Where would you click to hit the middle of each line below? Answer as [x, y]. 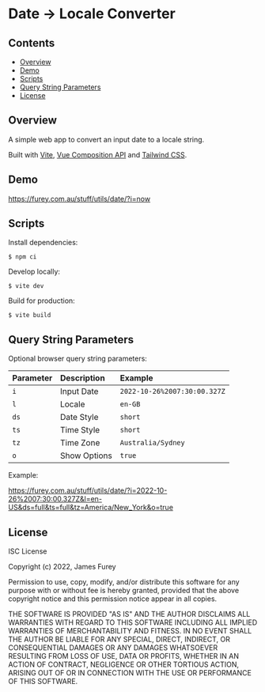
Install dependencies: [43, 243]
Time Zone [80, 443]
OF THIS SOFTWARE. [43, 682]
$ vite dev [26, 286]
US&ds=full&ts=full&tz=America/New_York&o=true [91, 508]
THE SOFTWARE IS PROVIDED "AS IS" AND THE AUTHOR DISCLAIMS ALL [129, 614]
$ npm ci [23, 257]
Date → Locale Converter [92, 14]
